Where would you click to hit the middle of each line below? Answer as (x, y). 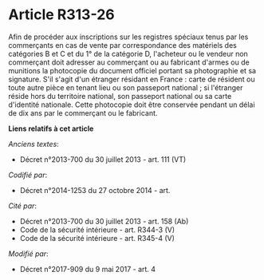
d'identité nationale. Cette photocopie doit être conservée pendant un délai (132, 105)
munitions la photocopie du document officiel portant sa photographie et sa (132, 70)
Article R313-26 (61, 15)
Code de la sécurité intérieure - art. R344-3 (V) (97, 230)
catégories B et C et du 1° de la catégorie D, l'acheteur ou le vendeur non (128, 53)
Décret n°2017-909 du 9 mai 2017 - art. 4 (88, 269)
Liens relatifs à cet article (51, 128)
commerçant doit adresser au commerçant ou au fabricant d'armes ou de (129, 62)
